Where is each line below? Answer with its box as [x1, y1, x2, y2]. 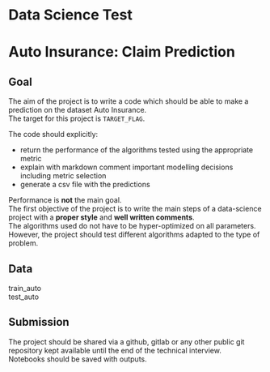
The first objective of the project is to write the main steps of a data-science [8, 204, 262, 214]
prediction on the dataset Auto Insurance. [8, 105, 147, 115]
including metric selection [19, 171, 107, 181]
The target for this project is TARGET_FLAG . [8, 113, 146, 123]
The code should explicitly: [8, 130, 99, 139]
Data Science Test [8, 6, 133, 24]
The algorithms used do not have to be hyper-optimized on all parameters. [8, 221, 256, 231]
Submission [8, 315, 70, 329]
